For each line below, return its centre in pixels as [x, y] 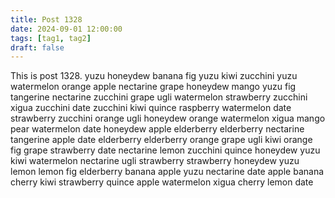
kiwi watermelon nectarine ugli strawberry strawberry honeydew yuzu [155, 161]
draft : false [37, 47]
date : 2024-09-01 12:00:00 [66, 29]
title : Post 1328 [46, 19]
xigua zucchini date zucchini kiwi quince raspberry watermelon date [151, 108]
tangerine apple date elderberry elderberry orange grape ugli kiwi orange [161, 140]
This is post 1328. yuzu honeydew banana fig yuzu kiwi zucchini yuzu [154, 76]
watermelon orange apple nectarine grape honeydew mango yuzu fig [153, 87]
